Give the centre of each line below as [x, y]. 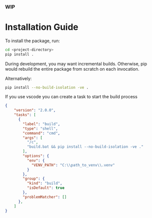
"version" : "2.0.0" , [35, 110]
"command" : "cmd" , [41, 133]
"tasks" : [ [25, 115]
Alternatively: [18, 78]
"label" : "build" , [41, 124]
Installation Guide [42, 27]
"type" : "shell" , [40, 129]
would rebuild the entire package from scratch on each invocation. [72, 69]
